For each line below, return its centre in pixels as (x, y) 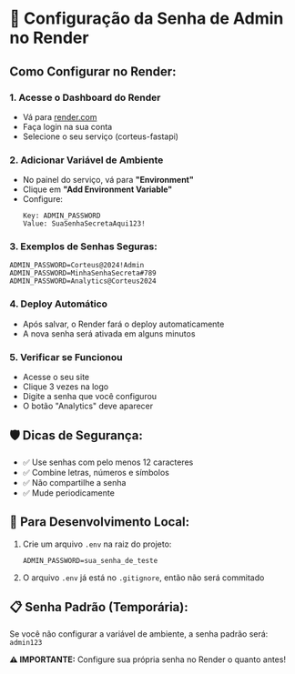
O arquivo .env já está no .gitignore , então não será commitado (143, 578)
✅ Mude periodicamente (69, 493)
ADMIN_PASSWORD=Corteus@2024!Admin (77, 266)
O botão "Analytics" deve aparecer (88, 406)
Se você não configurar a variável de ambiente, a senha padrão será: (139, 634)
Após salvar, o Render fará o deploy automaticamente (123, 324)
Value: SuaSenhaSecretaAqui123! (84, 224)
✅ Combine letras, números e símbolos (96, 472)
